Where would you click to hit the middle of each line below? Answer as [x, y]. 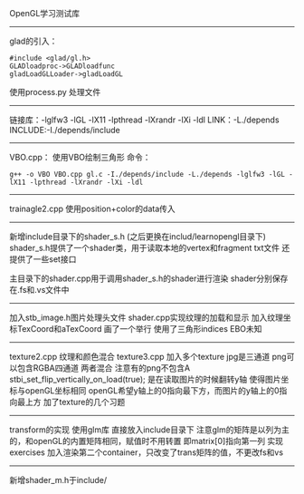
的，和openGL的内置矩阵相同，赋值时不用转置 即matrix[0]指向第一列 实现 [146, 441]
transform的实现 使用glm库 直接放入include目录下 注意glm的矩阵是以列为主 [149, 430]
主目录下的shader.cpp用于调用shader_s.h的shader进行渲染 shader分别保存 [149, 278]
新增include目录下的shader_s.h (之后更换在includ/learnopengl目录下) [138, 237]
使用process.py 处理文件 [55, 92]
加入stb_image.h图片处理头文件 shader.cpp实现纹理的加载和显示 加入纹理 [146, 317]
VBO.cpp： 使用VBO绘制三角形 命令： [80, 157]
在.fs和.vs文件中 [39, 290]
